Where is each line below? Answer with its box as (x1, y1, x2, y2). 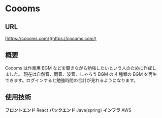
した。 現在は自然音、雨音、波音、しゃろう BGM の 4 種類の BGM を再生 (9, 71, 158, 77)
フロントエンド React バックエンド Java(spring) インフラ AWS (5, 107, 131, 113)
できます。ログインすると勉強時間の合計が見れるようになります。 (5, 77, 138, 83)
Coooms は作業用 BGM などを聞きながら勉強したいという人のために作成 (5, 65, 153, 71)
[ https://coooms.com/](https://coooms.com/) (5, 35, 97, 41)
